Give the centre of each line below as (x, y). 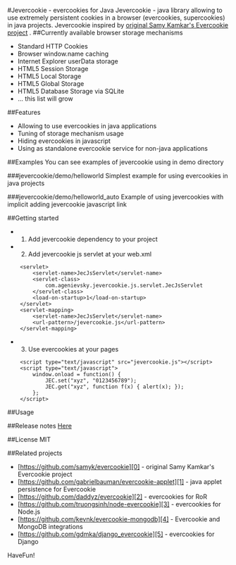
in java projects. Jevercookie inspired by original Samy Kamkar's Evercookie (118, 25)
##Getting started (33, 218)
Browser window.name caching (63, 54)
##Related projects (35, 453)
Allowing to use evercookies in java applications (87, 126)
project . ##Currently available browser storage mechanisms (95, 32)
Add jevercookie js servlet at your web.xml (90, 254)
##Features (24, 112)
